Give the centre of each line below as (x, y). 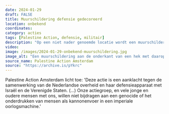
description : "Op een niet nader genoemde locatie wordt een (71, 42)
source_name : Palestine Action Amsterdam (49, 61)
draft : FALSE (19, 14)
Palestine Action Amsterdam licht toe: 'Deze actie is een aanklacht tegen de (83, 80)
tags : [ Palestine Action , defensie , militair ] (55, 38)
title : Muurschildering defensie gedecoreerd (54, 19)
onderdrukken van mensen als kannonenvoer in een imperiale (69, 101)
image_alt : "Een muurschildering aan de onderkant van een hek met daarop (85, 56)
